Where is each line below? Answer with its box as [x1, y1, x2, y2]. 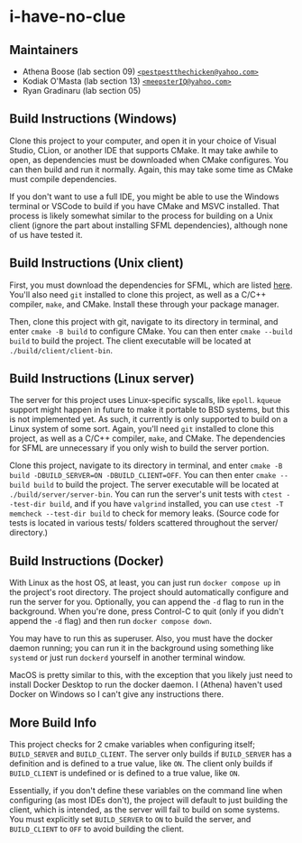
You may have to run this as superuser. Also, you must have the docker [9, 633, 273, 644]
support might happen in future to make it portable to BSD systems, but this [9, 404, 290, 416]
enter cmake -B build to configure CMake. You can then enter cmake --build [9, 325, 293, 336]
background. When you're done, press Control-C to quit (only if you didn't [9, 606, 284, 617]
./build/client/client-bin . [9, 344, 114, 355]
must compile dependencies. [9, 173, 117, 184]
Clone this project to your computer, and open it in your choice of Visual [9, 135, 277, 146]
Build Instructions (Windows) [9, 111, 178, 127]
